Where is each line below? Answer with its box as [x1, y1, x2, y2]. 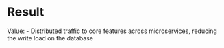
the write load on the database [7, 34, 94, 42]
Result [7, 4, 45, 20]
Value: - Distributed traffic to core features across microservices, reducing [7, 27, 217, 35]
